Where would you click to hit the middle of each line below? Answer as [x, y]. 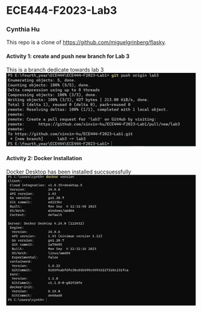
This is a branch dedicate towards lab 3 [55, 69]
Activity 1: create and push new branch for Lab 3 [68, 56]
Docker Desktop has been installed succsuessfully [69, 172]
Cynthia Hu [23, 30]
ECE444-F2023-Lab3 [62, 11]
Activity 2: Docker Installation [44, 158]
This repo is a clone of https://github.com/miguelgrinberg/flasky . [86, 42]
